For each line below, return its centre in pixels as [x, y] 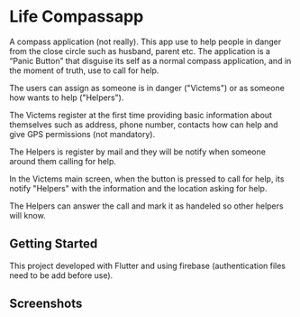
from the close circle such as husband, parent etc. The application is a [140, 51]
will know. [28, 215]
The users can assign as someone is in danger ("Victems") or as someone [147, 88]
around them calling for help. [63, 161]
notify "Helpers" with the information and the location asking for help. [138, 188]
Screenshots [46, 304]
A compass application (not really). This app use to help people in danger [145, 42]
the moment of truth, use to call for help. [84, 70]
